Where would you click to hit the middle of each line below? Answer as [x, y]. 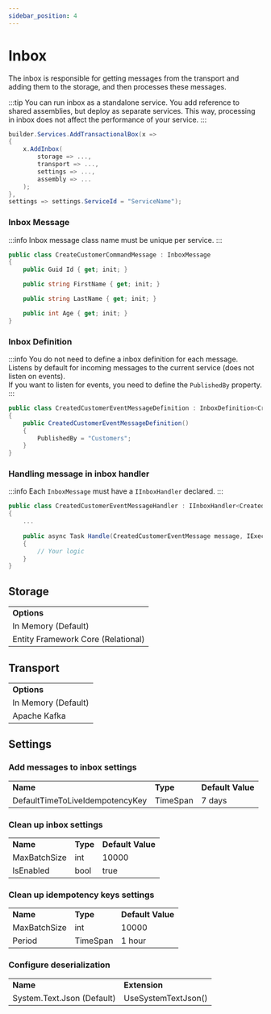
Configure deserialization [59, 965]
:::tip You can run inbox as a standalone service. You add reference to [124, 102]
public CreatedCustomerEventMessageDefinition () [106, 423]
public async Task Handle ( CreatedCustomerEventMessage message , [133, 536]
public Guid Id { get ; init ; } [75, 270]
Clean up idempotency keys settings [81, 895]
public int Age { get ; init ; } [75, 313]
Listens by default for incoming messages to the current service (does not [131, 368]
